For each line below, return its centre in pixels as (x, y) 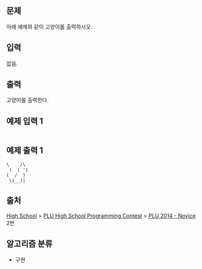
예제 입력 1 (25, 121)
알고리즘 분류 (30, 244)
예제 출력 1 (25, 150)
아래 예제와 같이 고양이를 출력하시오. (49, 27)
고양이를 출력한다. (28, 100)
